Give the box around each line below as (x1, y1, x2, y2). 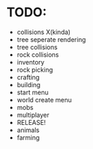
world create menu (16, 95, 72, 104)
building (16, 80, 41, 89)
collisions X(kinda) (16, 28, 71, 36)
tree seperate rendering (16, 35, 86, 43)
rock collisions (16, 50, 59, 59)
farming (16, 133, 40, 142)
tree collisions (16, 43, 58, 51)
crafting (16, 72, 40, 82)
